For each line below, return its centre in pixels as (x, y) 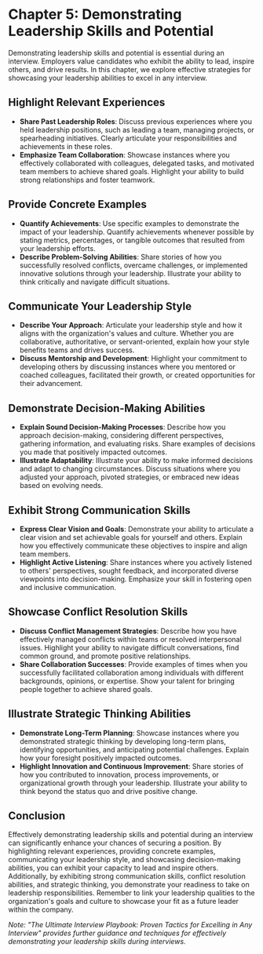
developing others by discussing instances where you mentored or (127, 367)
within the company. (41, 910)
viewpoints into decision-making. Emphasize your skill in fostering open (135, 579)
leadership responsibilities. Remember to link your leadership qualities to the (131, 893)
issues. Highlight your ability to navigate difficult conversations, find (129, 647)
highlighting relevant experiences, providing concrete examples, (112, 851)
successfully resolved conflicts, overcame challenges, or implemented (133, 265)
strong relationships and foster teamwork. (87, 180)
